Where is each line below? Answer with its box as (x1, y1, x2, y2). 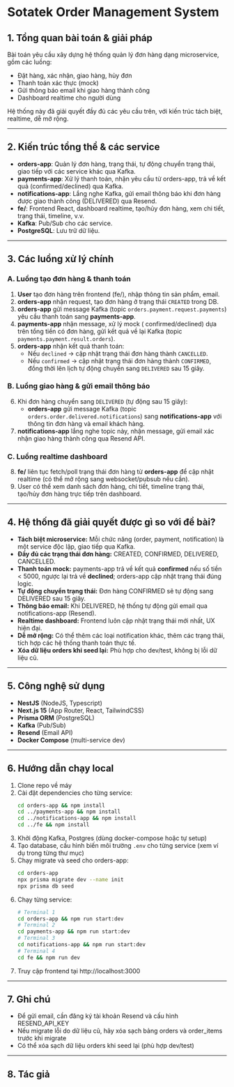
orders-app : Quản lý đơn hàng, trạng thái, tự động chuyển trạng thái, (17, 160, 216, 168)
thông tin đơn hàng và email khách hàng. (27, 419, 145, 427)
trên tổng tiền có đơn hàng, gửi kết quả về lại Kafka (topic (17, 327, 182, 335)
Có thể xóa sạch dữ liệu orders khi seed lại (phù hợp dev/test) (17, 1042, 195, 1050)
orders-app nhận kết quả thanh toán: (17, 342, 125, 350)
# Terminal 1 (17, 909, 56, 915)
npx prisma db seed (17, 883, 75, 890)
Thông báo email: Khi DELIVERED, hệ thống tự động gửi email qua (17, 601, 208, 610)
